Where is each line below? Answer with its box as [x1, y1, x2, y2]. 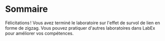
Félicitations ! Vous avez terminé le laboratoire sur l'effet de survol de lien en [5, 20, 161, 26]
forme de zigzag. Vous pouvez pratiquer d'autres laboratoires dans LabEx [5, 25, 156, 31]
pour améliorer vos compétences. [5, 30, 74, 36]
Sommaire [5, 3, 48, 15]
